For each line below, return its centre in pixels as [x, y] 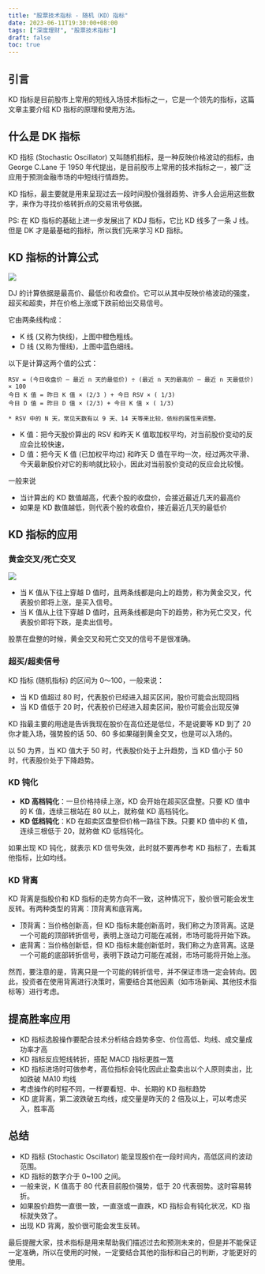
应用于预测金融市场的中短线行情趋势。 [70, 177]
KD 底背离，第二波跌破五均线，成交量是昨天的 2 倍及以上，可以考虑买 [133, 1099]
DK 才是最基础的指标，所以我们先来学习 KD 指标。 [105, 230]
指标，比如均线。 [43, 857]
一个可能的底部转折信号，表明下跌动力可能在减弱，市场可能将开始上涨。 [137, 955]
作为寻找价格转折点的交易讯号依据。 [88, 203]
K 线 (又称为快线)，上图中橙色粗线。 [78, 336]
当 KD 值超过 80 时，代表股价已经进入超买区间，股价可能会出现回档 [129, 697]
